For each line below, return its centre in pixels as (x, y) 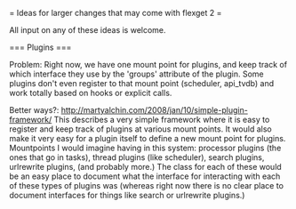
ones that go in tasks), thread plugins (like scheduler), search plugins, (137, 157)
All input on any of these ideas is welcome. (88, 30)
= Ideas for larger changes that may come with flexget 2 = (116, 13)
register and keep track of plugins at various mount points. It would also (141, 129)
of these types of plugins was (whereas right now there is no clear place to (147, 185)
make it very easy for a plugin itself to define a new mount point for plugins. (148, 138)
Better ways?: (34, 110)
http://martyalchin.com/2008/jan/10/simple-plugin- (155, 110)
